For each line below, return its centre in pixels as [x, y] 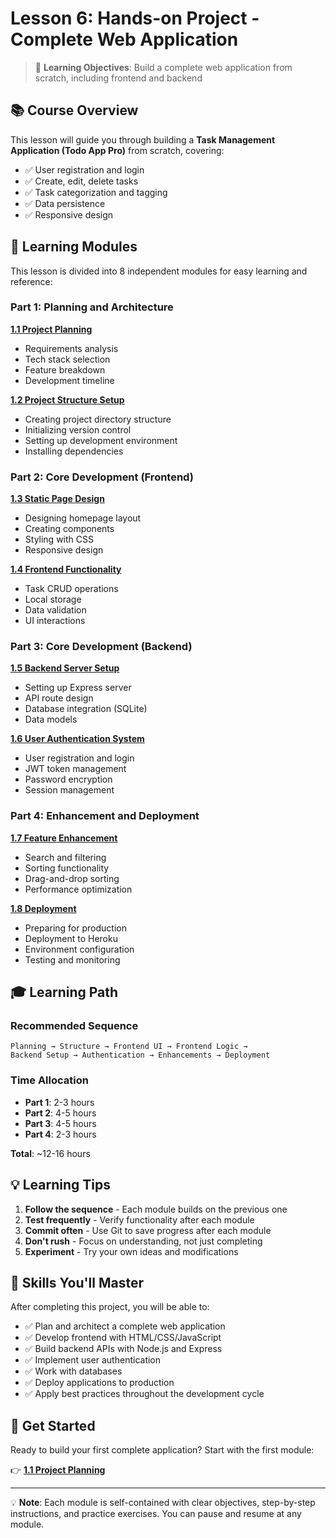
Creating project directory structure [98, 419]
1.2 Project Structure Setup [67, 399]
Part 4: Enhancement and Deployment [105, 816]
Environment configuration [79, 949]
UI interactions [55, 621]
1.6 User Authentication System [77, 739]
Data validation [55, 610]
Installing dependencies [74, 451]
